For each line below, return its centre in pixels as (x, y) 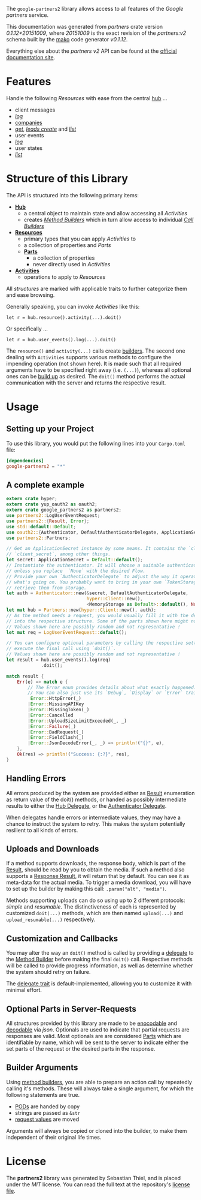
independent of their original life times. (54, 1137)
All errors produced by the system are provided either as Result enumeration (100, 793)
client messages (35, 110)
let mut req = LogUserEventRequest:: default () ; (67, 632)
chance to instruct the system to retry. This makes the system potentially (96, 823)
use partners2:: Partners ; (38, 538)
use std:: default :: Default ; (41, 527)
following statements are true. (43, 1094)
